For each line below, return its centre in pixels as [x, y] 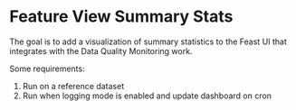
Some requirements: [47, 69]
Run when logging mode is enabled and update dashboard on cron [147, 96]
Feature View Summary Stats [121, 17]
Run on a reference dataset [73, 86]
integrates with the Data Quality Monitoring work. [101, 50]
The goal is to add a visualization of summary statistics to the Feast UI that [148, 41]
